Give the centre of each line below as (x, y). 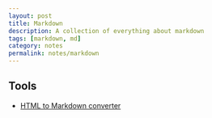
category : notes (36, 46)
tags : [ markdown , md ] (45, 38)
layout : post (30, 16)
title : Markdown (36, 23)
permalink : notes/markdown (54, 53)
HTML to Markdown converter (70, 105)
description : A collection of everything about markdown (106, 31)
